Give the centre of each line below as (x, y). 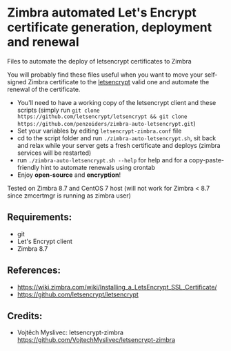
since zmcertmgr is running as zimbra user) (69, 196)
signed (17, 82)
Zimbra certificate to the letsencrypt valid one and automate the (119, 82)
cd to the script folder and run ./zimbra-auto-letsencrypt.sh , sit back (117, 138)
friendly (28, 167)
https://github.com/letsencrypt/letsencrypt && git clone (102, 116)
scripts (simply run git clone (58, 110)
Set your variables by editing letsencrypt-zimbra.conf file (99, 131)
